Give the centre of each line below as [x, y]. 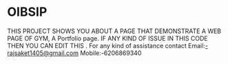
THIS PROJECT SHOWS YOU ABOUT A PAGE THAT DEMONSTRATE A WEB [114, 31]
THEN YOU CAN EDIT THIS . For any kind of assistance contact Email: [106, 45]
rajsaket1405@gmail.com [43, 53]
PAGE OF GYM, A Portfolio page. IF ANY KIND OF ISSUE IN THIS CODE [107, 38]
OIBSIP [27, 12]
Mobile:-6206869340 [111, 53]
